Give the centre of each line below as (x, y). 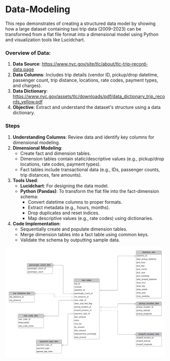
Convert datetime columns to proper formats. (75, 202)
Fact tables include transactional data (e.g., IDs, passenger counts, (90, 170)
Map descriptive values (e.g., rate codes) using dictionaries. (91, 218)
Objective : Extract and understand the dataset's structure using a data (87, 107)
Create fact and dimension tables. (56, 153)
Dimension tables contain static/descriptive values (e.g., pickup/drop (92, 158)
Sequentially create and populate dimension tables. (74, 229)
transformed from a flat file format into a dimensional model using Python (82, 34)
